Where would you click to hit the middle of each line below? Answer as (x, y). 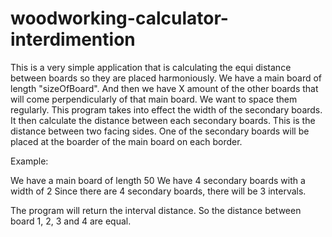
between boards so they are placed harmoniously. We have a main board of (166, 78)
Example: (29, 161)
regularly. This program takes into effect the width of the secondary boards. (166, 109)
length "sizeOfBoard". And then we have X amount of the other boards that (164, 88)
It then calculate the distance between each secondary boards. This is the (163, 120)
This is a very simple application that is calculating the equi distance (151, 67)
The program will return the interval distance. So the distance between (156, 210)
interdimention (73, 39)
